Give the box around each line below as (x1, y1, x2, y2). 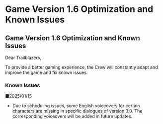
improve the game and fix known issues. (5, 69, 88, 75)
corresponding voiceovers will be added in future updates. (12, 113, 133, 120)
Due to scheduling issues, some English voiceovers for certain (12, 103, 140, 109)
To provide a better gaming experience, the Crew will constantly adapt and (5, 64, 158, 70)
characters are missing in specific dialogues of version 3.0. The (12, 108, 143, 114)
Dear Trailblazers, (5, 55, 41, 61)
